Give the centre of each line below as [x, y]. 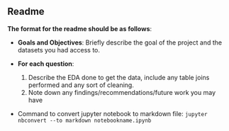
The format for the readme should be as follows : [80, 28]
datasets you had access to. [59, 50]
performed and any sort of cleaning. [81, 85]
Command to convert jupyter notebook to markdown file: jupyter [112, 113]
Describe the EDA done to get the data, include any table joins [119, 77]
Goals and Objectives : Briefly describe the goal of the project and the [119, 42]
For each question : [46, 64]
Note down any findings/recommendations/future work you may [122, 92]
